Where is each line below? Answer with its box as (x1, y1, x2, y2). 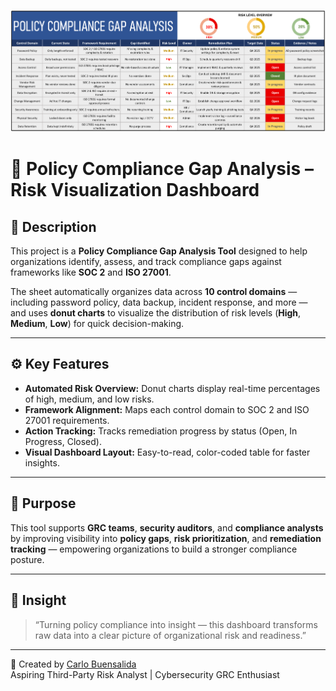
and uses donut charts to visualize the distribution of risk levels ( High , (10, 307, 302, 319)
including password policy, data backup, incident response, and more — (10, 296, 308, 309)
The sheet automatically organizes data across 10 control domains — (10, 286, 298, 298)
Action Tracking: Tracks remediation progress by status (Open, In (24, 425, 298, 437)
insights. (24, 456, 60, 469)
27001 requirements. (24, 414, 110, 426)
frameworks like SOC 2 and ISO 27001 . (10, 266, 172, 279)
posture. (10, 553, 45, 565)
